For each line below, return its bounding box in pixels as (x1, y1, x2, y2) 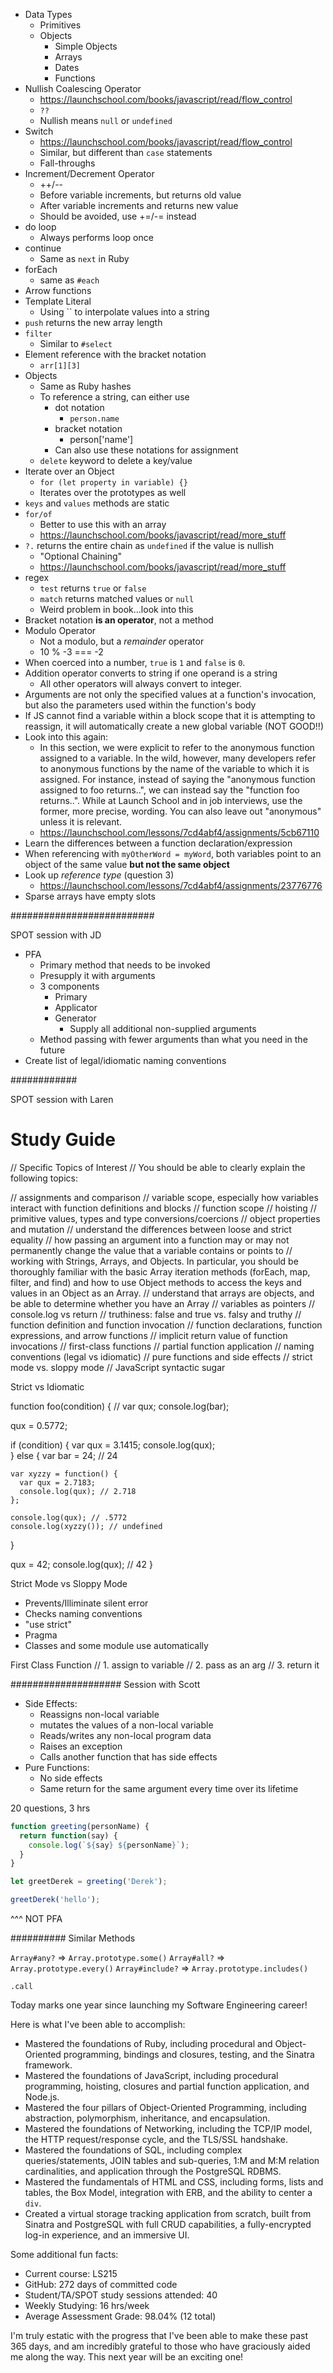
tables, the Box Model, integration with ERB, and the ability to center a (24, 2187, 313, 2199)
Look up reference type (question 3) (24, 869, 175, 881)
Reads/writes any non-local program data (39, 1729, 212, 1741)
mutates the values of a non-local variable (39, 1719, 214, 1731)
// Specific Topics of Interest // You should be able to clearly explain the (10, 1161, 306, 1173)
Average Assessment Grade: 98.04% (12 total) (24, 2310, 217, 2323)
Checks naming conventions (24, 1607, 143, 1619)
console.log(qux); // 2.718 (19, 1486, 137, 1496)
